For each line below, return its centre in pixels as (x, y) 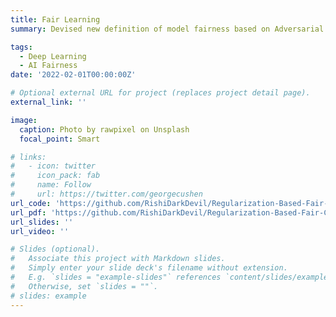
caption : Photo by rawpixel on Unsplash (104, 129)
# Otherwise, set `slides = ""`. (84, 286)
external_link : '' (48, 102)
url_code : (31, 203)
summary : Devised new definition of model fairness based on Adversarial (167, 29)
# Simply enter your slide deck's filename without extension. (149, 268)
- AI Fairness (48, 66)
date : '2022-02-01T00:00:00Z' (73, 75)
